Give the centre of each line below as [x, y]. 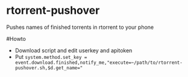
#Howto [16, 38]
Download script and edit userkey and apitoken [74, 50]
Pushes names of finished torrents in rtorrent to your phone [80, 27]
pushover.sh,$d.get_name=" [49, 68]
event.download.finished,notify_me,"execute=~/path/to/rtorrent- [99, 63]
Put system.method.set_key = [51, 57]
